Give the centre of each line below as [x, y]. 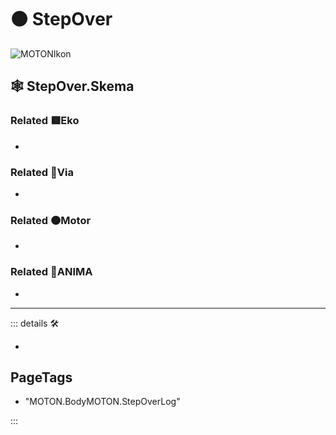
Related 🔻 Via [42, 172]
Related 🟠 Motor [51, 220]
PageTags [41, 377]
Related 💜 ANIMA [51, 272]
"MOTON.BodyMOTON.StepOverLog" [102, 402]
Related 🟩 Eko [45, 121]
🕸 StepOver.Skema [72, 86]
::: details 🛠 [35, 323]
